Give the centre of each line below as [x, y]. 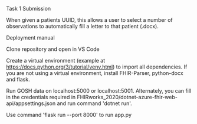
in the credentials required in [41, 97]
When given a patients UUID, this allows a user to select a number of [89, 20]
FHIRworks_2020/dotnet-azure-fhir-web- [127, 97]
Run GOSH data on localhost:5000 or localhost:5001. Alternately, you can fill [99, 91]
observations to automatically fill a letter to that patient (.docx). [83, 26]
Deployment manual [30, 37]
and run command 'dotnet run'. [94, 103]
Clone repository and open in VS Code [53, 49]
